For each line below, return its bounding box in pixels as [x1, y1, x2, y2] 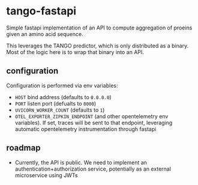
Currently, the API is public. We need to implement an [14, 159, 147, 166]
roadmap [6, 143, 41, 153]
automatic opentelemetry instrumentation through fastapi [14, 125, 157, 133]
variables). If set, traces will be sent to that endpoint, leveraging [14, 119, 173, 126]
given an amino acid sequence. [6, 30, 83, 37]
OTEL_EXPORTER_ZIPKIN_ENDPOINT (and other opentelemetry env [14, 112, 169, 120]
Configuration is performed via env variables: [6, 82, 118, 89]
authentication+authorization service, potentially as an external [14, 165, 171, 172]
